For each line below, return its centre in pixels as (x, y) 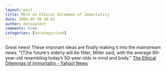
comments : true (21, 28)
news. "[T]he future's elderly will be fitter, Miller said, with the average (78, 52)
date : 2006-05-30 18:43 (30, 19)
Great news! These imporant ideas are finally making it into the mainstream (83, 47)
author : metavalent (26, 24)
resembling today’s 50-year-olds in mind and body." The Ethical (90, 58)
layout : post (19, 10)
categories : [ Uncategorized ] (36, 33)
